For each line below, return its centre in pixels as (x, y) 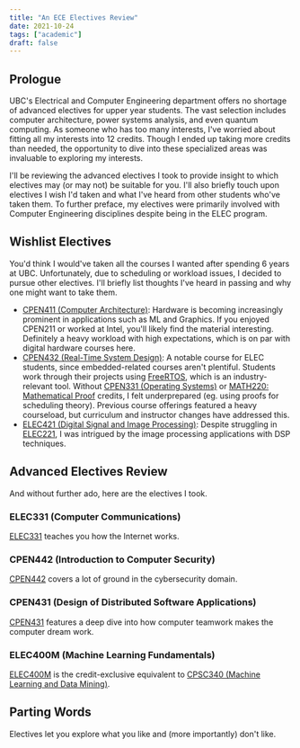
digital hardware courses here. (79, 348)
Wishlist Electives (61, 242)
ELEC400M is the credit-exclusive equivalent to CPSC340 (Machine (135, 674)
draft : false (34, 43)
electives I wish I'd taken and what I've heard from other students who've (145, 195)
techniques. (44, 443)
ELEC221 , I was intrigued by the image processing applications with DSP (156, 433)
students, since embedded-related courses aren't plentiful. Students (149, 367)
